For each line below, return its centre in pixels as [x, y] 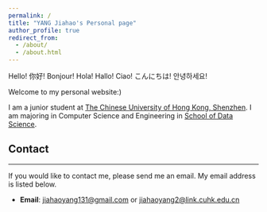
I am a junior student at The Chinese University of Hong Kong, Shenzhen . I [130, 107]
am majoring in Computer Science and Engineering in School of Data [121, 116]
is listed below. [33, 184]
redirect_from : [33, 38]
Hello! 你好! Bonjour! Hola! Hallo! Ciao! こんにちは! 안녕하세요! [108, 76]
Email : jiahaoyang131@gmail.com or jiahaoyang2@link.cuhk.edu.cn [130, 199]
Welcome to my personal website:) [65, 92]
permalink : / [30, 15]
